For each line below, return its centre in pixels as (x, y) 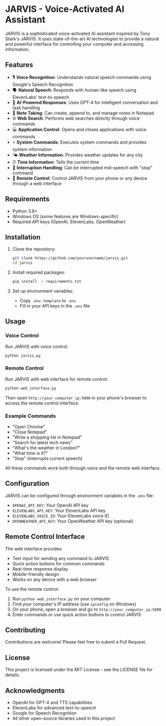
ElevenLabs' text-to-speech (41, 97)
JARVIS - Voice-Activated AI (65, 9)
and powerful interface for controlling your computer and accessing (74, 44)
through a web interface (37, 183)
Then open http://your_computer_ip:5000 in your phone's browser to (76, 398)
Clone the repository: (34, 249)
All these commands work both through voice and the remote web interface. (83, 468)
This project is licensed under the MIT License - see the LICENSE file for (79, 670)
